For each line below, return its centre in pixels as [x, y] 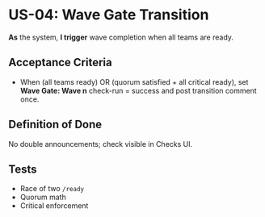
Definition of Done [55, 125]
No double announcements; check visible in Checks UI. [101, 144]
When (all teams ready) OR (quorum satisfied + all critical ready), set [134, 81]
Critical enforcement [54, 206]
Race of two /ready [52, 189]
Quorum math [43, 197]
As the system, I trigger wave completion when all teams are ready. [121, 37]
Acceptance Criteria [60, 63]
